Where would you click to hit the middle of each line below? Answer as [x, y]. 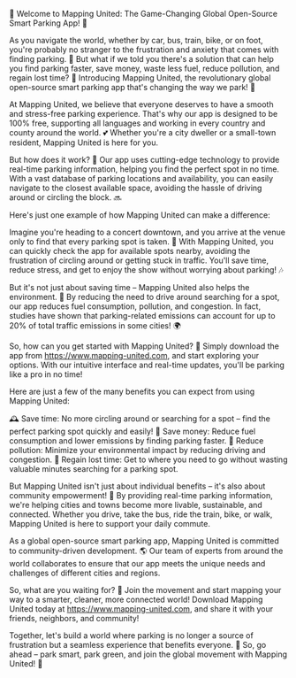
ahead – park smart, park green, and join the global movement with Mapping [148, 654]
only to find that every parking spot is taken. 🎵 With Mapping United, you [141, 242]
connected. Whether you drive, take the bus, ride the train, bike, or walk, [141, 514]
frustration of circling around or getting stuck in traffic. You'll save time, [139, 260]
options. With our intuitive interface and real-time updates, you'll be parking [147, 365]
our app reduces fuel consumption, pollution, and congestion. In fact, [135, 306]
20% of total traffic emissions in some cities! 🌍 [95, 326]
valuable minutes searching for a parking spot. [94, 469]
